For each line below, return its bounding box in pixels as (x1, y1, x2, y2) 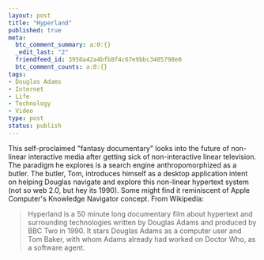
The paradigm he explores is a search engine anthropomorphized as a (8, 160, 237, 170)
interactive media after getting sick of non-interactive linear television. (28, 152, 257, 161)
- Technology (8, 100, 51, 107)
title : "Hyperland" (8, 19, 73, 27)
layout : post (8, 11, 51, 20)
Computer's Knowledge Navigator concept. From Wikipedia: (8, 194, 204, 203)
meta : (8, 33, 26, 42)
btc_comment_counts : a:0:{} (15, 63, 108, 71)
